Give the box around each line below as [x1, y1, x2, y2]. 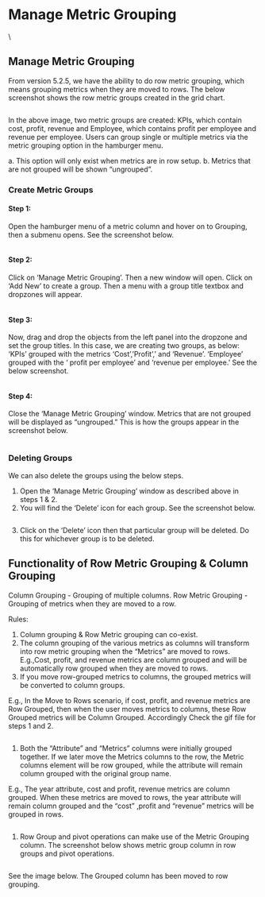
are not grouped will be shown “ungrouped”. [8, 164, 153, 174]
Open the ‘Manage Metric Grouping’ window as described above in [19, 486, 240, 496]
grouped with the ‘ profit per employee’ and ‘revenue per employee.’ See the [8, 358, 258, 367]
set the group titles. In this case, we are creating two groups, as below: [8, 341, 240, 350]
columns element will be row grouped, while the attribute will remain [19, 760, 244, 770]
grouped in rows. [8, 809, 64, 819]
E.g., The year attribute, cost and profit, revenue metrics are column [8, 784, 230, 794]
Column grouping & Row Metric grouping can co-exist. [19, 629, 198, 639]
